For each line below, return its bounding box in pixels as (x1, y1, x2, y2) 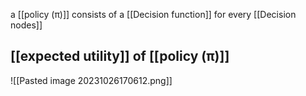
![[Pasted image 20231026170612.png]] (10, 74, 173, 86)
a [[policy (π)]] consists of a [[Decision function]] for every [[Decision (10, 9, 297, 20)
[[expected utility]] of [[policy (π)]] (10, 48, 230, 65)
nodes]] (10, 19, 43, 31)
